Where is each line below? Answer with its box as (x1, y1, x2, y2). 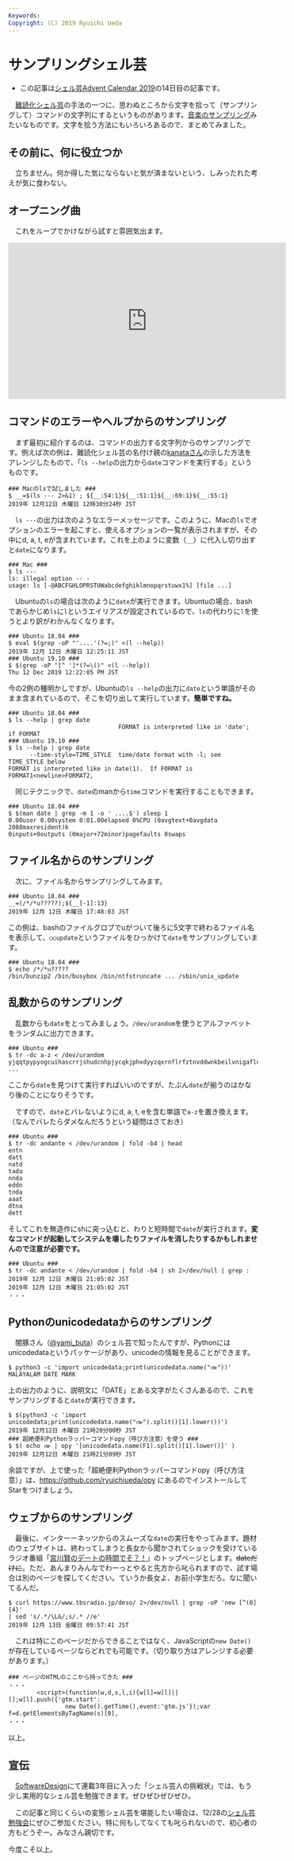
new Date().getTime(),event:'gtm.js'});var (64, 1703, 212, 1711)
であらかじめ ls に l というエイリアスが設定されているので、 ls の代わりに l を (8, 606, 251, 616)
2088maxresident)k (8, 823, 69, 831)
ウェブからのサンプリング (8, 1511, 133, 1524)
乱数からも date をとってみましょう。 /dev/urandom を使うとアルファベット (14, 1018, 252, 1028)
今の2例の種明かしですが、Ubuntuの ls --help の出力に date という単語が (8, 683, 242, 693)
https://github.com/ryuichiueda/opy (39, 1475, 156, 1485)
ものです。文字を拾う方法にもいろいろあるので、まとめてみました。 (29, 120, 250, 129)
